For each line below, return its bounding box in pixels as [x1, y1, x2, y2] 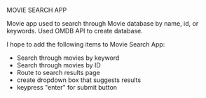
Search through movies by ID [16, 61, 101, 69]
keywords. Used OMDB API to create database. [6, 27, 143, 35]
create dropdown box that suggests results [16, 76, 142, 84]
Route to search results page [16, 69, 100, 76]
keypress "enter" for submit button [16, 83, 117, 91]
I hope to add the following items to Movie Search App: [6, 40, 165, 48]
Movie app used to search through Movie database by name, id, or [6, 19, 199, 27]
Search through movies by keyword [16, 54, 120, 62]
